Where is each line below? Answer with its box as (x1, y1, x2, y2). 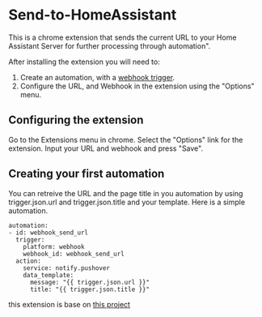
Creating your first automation (8, 167, 165, 181)
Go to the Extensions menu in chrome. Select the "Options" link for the (8, 135, 243, 144)
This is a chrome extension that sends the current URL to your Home (8, 32, 237, 42)
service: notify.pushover (23, 263, 111, 272)
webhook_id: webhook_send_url (23, 250, 125, 258)
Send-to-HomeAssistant (8, 6, 177, 24)
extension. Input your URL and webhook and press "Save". (8, 144, 204, 153)
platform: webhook (23, 242, 85, 251)
